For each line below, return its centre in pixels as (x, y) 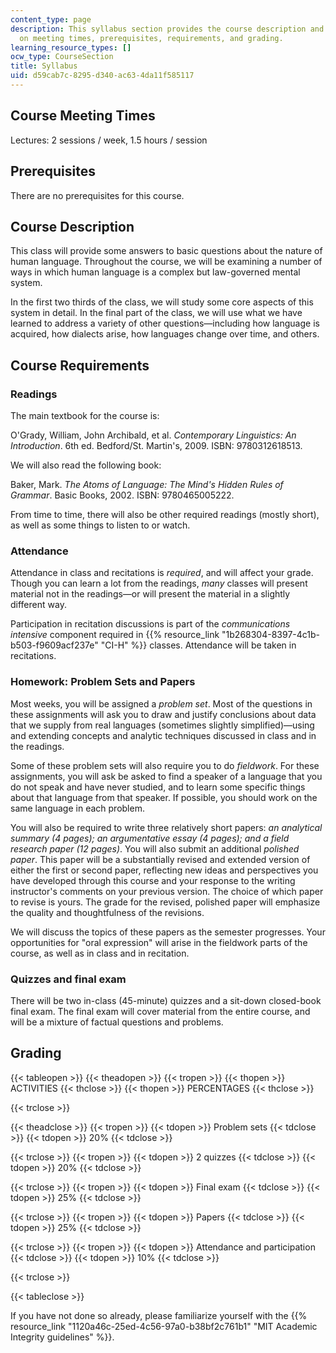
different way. (38, 605)
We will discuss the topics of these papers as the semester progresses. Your (168, 932)
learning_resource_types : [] (71, 47)
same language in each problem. (77, 808)
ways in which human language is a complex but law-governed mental (155, 272)
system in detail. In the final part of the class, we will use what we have (156, 313)
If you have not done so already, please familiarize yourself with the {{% (159, 1315)
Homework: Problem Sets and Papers (103, 682)
